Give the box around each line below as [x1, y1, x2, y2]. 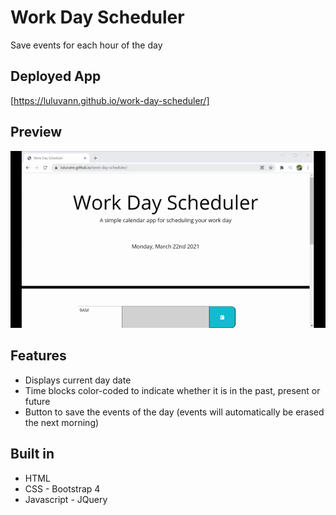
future [24, 395, 51, 407]
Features [10, 347, 67, 365]
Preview [10, 124, 63, 141]
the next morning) [24, 416, 100, 428]
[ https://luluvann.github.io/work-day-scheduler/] [10, 94, 210, 106]
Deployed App [10, 68, 102, 85]
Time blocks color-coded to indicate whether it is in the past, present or [24, 384, 321, 396]
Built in [10, 446, 55, 463]
